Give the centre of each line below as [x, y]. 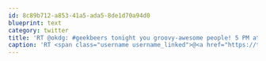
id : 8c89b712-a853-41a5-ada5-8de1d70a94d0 [79, 15]
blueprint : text [35, 23]
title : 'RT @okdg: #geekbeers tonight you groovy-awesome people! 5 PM [129, 38]
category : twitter [38, 30]
